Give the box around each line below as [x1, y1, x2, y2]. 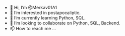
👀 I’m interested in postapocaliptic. [9, 10, 81, 16]
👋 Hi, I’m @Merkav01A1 [9, 5, 57, 10]
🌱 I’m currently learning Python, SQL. [9, 15, 86, 20]
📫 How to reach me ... [9, 26, 56, 31]
